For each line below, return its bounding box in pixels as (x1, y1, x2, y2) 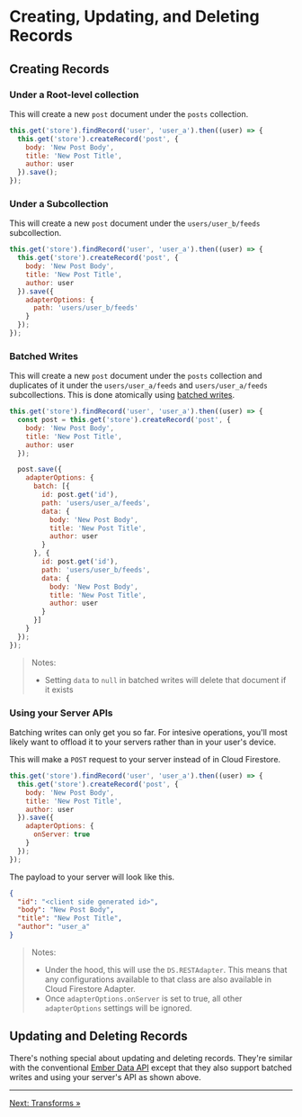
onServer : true (32, 830, 91, 839)
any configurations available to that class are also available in (44, 974, 272, 985)
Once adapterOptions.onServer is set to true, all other (44, 993, 243, 1004)
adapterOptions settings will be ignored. (44, 1002, 192, 1013)
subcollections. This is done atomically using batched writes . (9, 390, 235, 401)
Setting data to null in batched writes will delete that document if (44, 674, 287, 685)
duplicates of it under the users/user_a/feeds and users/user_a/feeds (9, 380, 268, 391)
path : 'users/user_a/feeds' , (41, 498, 151, 508)
